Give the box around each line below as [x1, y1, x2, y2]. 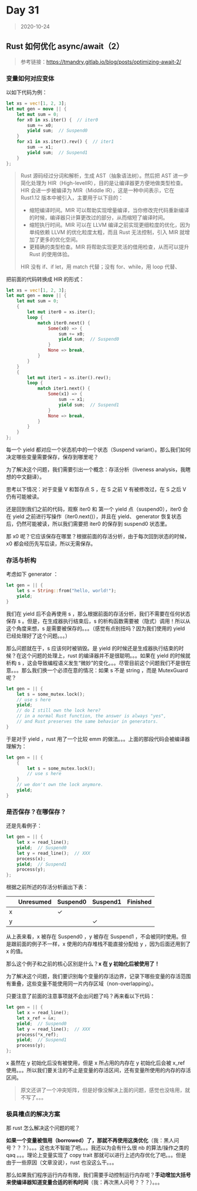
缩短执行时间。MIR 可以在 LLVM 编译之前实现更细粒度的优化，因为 [29, 221, 191, 228]
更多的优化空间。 [39, 236, 81, 243]
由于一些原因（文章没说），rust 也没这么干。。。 [6, 1159, 117, 1166]
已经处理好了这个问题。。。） [6, 632, 70, 639]
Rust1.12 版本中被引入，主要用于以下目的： [20, 194, 124, 201]
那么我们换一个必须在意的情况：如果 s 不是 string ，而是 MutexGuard [21, 666, 188, 673]
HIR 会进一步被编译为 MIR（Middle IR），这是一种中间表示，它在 [20, 186, 175, 194]
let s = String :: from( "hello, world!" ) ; [16, 588, 117, 594]
